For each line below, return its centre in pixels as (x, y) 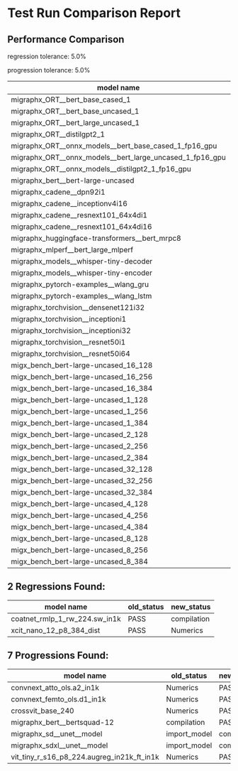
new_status (191, 607)
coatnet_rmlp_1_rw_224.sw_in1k (66, 618)
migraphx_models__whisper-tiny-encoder (81, 273)
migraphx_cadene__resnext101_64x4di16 (81, 227)
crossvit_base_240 (42, 711)
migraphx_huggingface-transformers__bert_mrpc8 (96, 238)
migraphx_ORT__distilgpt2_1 (58, 134)
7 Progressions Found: (58, 656)
